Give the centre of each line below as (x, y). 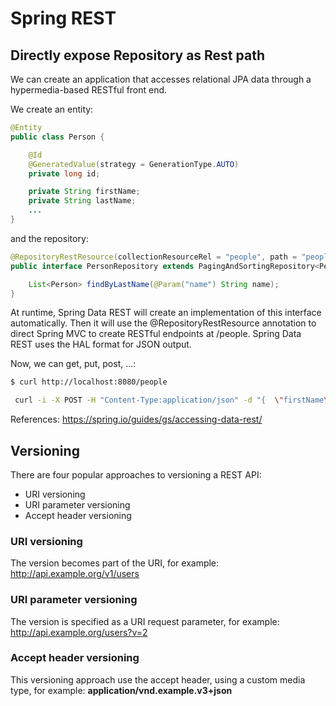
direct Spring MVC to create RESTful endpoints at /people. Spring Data (156, 334)
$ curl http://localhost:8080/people (89, 382)
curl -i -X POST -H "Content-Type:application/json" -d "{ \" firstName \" (173, 400)
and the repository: (49, 238)
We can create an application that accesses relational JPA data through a (161, 79)
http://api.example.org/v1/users (75, 574)
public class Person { (57, 137)
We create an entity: (52, 109)
